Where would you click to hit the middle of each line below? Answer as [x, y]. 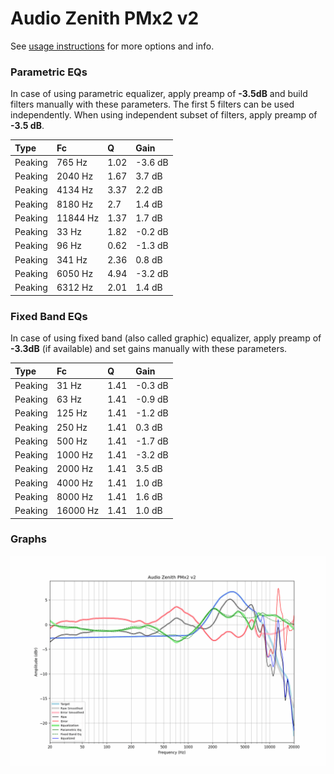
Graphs [28, 539]
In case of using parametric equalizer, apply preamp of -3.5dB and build [159, 94]
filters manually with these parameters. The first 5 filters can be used [152, 104]
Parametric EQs [49, 72]
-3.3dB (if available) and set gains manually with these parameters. [149, 349]
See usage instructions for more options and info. [112, 46]
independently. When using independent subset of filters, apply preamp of [164, 115]
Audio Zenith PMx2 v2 [105, 18]
